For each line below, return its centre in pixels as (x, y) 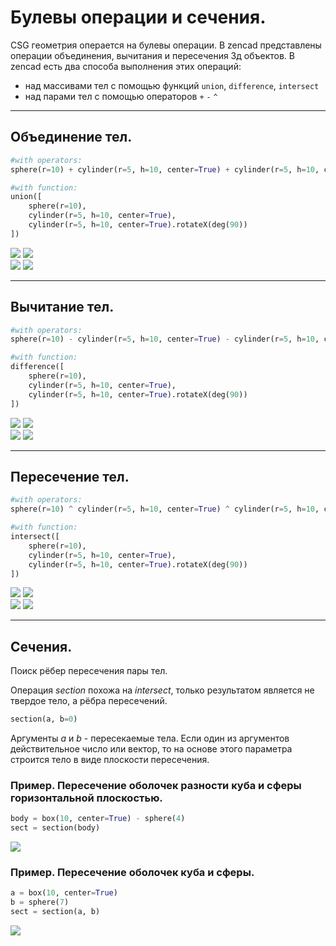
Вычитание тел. (62, 307)
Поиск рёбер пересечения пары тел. (89, 671)
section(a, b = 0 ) (44, 719)
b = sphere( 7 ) (40, 902)
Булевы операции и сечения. (138, 17)
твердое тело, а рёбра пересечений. (89, 701)
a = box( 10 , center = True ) (64, 893)
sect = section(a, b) (55, 912)
